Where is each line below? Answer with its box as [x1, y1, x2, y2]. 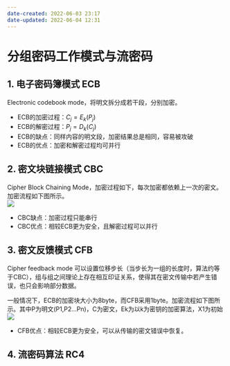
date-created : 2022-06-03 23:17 [7, 10, 100, 17]
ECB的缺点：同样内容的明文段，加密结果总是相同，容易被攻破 [17, 132, 194, 141]
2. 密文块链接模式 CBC [7, 164, 104, 175]
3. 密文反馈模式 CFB [7, 244, 94, 256]
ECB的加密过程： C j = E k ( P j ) [17, 112, 96, 123]
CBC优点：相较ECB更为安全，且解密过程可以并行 [17, 222, 158, 230]
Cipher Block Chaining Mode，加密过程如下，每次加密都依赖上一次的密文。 [7, 183, 223, 191]
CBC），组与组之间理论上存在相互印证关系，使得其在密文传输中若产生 [12, 272, 211, 281]
